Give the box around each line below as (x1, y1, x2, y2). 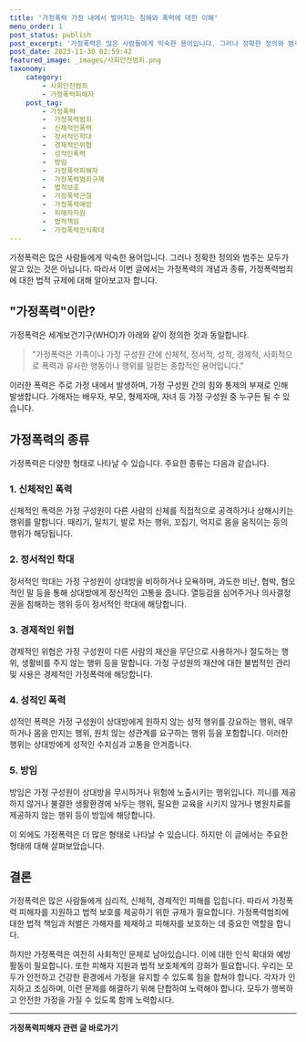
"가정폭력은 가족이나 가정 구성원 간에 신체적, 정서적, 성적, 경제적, (31, 349, 261, 360)
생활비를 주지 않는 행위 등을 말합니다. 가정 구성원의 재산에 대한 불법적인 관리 (21, 658, 291, 669)
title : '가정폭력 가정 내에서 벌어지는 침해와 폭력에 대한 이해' (9, 13, 219, 23)
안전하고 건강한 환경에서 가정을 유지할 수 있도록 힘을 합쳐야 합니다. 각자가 (25, 972, 287, 983)
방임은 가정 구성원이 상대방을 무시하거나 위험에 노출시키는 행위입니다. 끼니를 (9, 787, 280, 797)
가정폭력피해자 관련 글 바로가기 (9, 1023, 118, 1034)
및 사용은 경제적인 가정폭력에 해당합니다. (9, 669, 153, 680)
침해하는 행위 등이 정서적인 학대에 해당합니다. (25, 599, 188, 610)
